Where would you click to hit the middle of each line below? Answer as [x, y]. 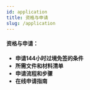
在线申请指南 [31, 81]
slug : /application [31, 23]
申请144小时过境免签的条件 [49, 58]
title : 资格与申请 [27, 18]
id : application [27, 12]
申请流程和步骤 [34, 73]
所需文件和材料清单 [39, 66]
